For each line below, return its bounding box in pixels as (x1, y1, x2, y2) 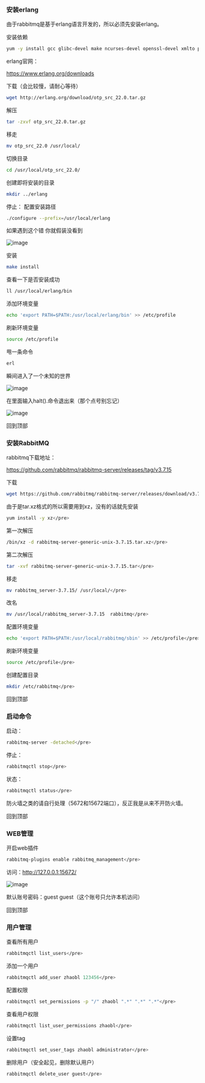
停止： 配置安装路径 (6, 203, 56, 210)
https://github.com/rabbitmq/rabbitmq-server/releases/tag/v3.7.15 (6, 466, 172, 474)
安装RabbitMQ (6, 439, 49, 447)
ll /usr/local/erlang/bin (6, 288, 72, 295)
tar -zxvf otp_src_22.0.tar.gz (6, 119, 86, 125)
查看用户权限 (6, 1010, 38, 1017)
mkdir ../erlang (6, 191, 48, 197)
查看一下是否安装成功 (6, 276, 60, 283)
